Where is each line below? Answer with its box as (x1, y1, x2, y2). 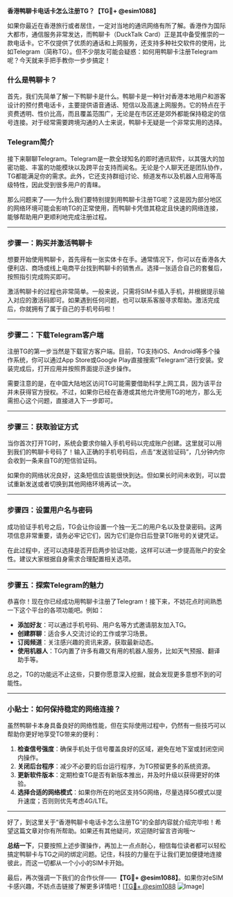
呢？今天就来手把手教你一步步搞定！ (7, 56, 111, 65)
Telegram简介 (7, 137, 54, 147)
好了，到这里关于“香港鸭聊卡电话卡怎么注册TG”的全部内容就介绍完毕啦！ (7, 818, 216, 826)
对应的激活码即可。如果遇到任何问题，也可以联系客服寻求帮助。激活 (12, 296, 208, 304)
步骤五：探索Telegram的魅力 (7, 580, 104, 590)
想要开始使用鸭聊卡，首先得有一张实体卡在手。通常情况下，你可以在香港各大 (7, 255, 226, 263)
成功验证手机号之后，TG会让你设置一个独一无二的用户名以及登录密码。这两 (7, 522, 223, 531)
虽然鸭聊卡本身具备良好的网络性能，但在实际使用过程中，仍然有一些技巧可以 (7, 721, 226, 730)
